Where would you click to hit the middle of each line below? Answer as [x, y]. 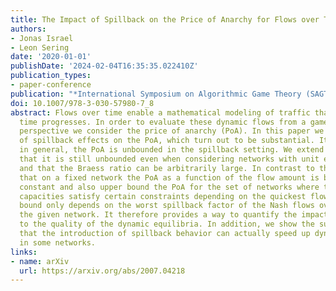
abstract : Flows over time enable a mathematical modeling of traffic [160, 112]
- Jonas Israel [42, 38]
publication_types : [51, 76]
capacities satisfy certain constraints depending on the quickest [163, 196]
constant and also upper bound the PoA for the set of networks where [169, 187]
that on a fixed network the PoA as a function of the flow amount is [169, 177]
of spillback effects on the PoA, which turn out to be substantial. [167, 141]
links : [24, 252]
